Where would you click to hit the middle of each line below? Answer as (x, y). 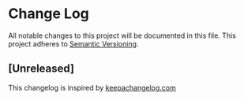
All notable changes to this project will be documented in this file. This (122, 35)
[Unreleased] (41, 69)
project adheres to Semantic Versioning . (73, 43)
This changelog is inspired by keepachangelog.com (92, 87)
